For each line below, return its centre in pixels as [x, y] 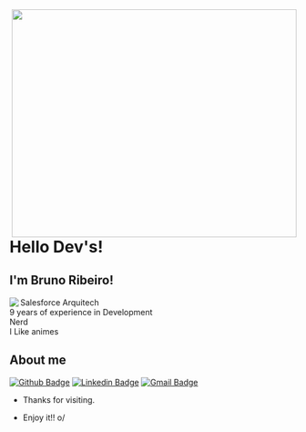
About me [38, 360]
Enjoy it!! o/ [44, 417]
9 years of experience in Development [81, 312]
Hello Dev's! [56, 247]
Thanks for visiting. [59, 399]
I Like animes [34, 331]
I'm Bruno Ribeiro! [61, 280]
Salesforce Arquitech [60, 302]
